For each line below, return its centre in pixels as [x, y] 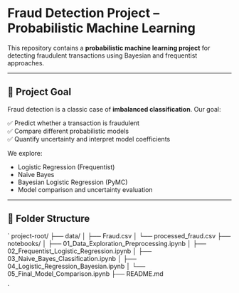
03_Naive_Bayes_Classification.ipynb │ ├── [72, 258]
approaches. [26, 63]
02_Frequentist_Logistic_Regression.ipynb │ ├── [80, 251]
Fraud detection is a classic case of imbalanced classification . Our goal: [114, 109]
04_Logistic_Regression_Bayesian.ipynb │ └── [76, 266]
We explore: [25, 153]
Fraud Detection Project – [84, 13]
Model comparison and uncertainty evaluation [85, 189]
